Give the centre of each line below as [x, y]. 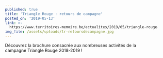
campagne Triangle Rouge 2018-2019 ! [44, 50]
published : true [21, 9]
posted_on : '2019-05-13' [30, 18]
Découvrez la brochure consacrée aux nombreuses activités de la [71, 45]
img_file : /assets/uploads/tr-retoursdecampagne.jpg [59, 32]
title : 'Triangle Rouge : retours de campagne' [54, 14]
